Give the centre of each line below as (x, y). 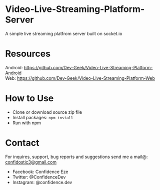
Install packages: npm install (43, 117)
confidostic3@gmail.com (31, 162)
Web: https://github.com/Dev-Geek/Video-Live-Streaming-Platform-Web (80, 78)
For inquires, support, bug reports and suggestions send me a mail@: (76, 157)
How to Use (29, 98)
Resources (28, 54)
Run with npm (27, 123)
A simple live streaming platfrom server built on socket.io (64, 33)
